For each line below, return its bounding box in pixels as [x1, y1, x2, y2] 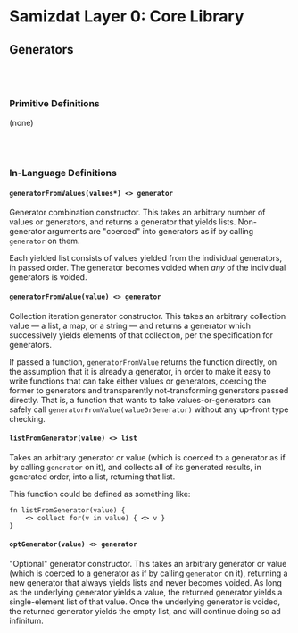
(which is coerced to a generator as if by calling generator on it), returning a [9, 568, 288, 578]
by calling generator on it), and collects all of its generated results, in [9, 461, 261, 472]
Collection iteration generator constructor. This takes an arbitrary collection [9, 310, 286, 321]
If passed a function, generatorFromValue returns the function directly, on [9, 356, 277, 367]
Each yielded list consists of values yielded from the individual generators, [9, 253, 283, 264]
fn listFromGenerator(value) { [9, 505, 126, 515]
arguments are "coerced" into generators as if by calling [47, 226, 254, 237]
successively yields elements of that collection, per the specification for [9, 329, 274, 341]
